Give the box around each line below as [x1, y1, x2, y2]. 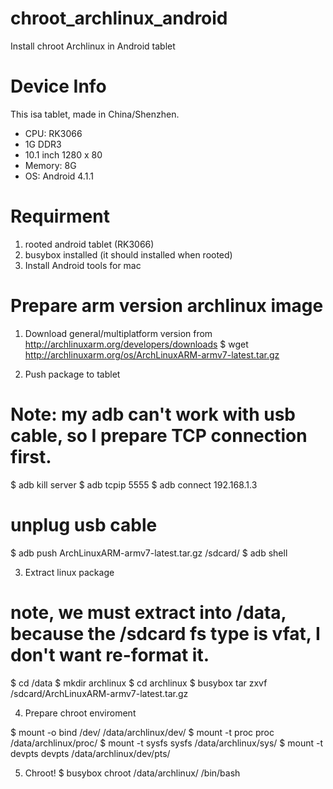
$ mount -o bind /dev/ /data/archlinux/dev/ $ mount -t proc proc [10, 726, 275, 738]
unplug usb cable [10, 513, 158, 536]
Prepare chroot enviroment [24, 707, 137, 719]
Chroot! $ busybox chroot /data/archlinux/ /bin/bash [24, 767, 241, 779]
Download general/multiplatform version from [24, 327, 213, 339]
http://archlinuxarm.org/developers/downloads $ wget [24, 338, 249, 350]
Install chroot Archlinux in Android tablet [10, 40, 176, 52]
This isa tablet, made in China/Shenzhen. [10, 108, 180, 120]
